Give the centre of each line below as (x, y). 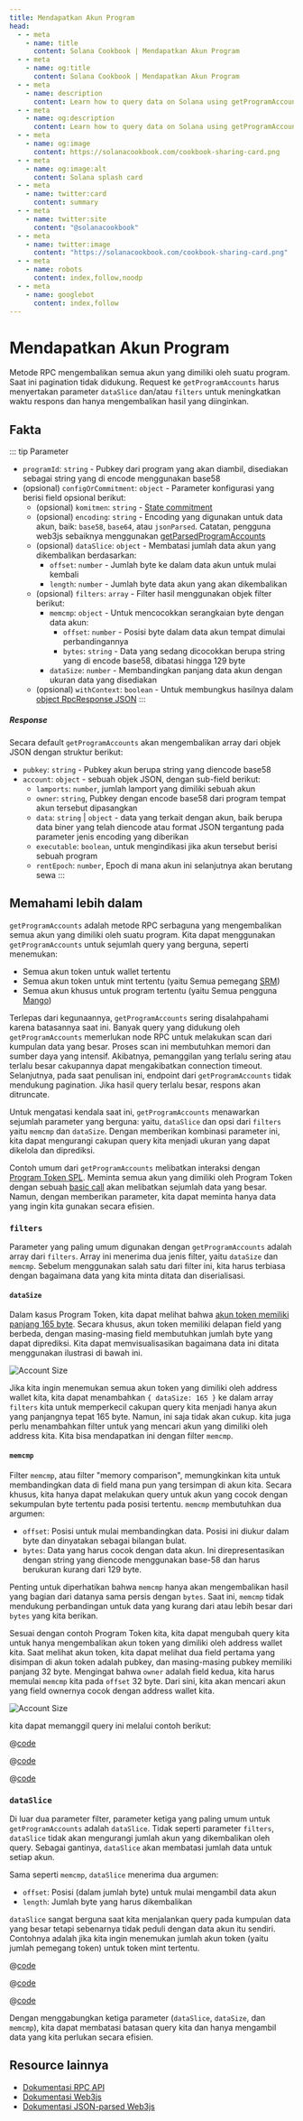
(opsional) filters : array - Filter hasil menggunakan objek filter (154, 594)
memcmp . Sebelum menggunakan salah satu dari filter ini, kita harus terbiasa (147, 1266)
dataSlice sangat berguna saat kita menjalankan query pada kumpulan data (150, 1919)
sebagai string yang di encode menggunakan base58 (121, 478)
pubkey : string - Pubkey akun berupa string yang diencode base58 (147, 770)
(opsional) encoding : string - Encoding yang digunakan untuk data (159, 517)
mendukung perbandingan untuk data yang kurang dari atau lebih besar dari (151, 1606)
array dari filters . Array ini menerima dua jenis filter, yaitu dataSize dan (144, 1256)
